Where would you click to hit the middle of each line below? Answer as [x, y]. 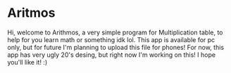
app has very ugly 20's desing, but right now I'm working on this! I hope [112, 55]
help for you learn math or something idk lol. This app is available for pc [111, 39]
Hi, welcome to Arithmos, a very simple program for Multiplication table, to [115, 32]
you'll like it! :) [27, 62]
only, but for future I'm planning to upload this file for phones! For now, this [115, 47]
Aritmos [31, 13]
